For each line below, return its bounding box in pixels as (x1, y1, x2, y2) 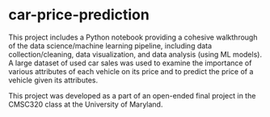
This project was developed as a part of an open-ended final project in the (8, 90, 256, 100)
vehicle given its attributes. (8, 75, 99, 85)
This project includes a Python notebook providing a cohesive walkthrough (8, 32, 258, 42)
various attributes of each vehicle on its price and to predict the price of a (8, 66, 254, 76)
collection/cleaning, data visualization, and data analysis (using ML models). (8, 49, 263, 59)
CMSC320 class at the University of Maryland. (8, 99, 163, 109)
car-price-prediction (8, 6, 150, 24)
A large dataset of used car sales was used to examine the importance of (8, 58, 252, 68)
